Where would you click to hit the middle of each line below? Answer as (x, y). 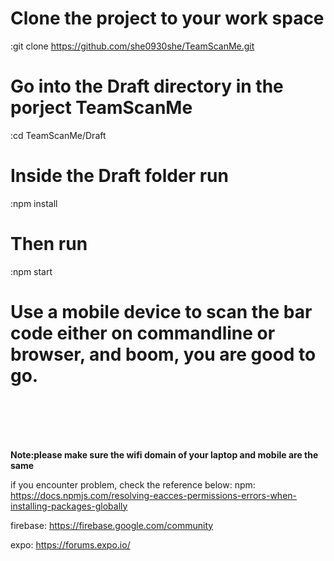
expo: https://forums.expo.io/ (70, 544)
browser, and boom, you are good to (163, 354)
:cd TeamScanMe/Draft (58, 135)
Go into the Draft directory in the (147, 86)
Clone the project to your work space (167, 18)
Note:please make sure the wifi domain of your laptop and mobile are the (164, 454)
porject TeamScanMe (101, 108)
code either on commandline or (143, 333)
